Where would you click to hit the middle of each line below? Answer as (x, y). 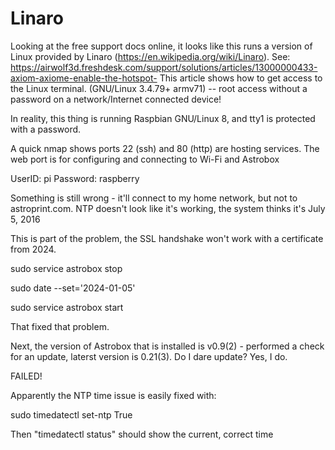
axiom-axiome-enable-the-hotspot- (84, 78)
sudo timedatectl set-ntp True (71, 414)
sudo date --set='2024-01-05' (73, 288)
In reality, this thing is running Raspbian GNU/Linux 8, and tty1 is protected (163, 118)
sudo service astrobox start (67, 307)
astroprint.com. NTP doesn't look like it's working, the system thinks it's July (168, 208)
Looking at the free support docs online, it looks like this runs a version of (161, 46)
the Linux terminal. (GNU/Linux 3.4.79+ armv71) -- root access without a (159, 88)
